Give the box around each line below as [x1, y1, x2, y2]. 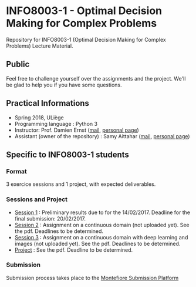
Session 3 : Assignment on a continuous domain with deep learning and [14, 233, 188, 241]
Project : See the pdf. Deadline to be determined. [14, 246, 133, 253]
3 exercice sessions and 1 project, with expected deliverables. [6, 181, 156, 188]
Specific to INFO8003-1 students [6, 149, 129, 159]
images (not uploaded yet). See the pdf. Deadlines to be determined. [14, 240, 181, 247]
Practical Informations [6, 98, 90, 108]
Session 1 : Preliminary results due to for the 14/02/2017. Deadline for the [14, 209, 191, 216]
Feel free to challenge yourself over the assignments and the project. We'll [6, 75, 186, 82]
